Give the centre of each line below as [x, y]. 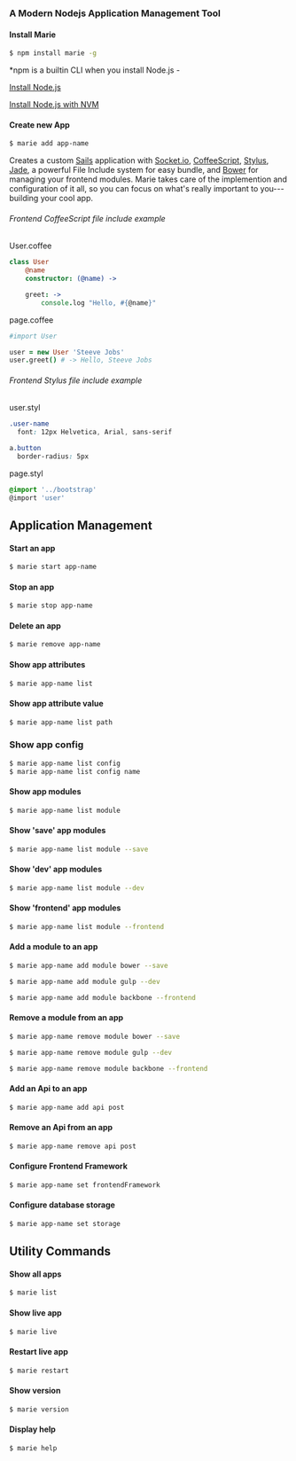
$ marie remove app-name [55, 645]
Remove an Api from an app [61, 1128]
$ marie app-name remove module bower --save [94, 1036]
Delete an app [35, 625]
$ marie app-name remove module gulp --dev [91, 1052]
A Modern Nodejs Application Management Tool [115, 13]
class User [29, 262]
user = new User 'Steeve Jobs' [67, 352]
